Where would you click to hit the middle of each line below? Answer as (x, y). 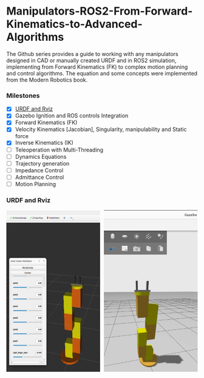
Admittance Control (39, 177)
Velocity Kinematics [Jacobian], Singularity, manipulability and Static (101, 130)
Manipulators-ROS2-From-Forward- (100, 11)
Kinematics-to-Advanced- (74, 24)
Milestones (23, 96)
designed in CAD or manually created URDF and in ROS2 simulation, (91, 60)
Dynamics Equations (41, 156)
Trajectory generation (42, 163)
